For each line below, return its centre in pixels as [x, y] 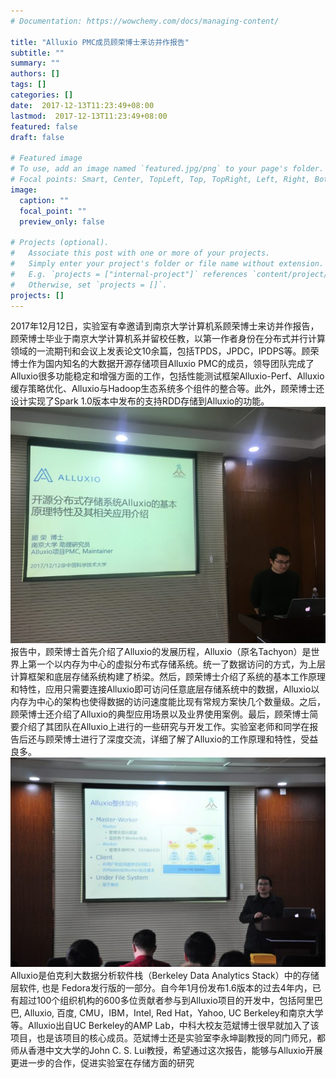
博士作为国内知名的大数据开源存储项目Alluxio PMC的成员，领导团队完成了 [162, 364]
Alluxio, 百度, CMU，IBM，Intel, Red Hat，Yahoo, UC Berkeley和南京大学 [173, 1012]
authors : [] [35, 74]
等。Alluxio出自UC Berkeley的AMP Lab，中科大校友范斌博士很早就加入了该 [165, 1025]
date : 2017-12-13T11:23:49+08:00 [82, 105]
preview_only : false [62, 221]
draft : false [37, 137]
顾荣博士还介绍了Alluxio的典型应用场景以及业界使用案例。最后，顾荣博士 [160, 714]
